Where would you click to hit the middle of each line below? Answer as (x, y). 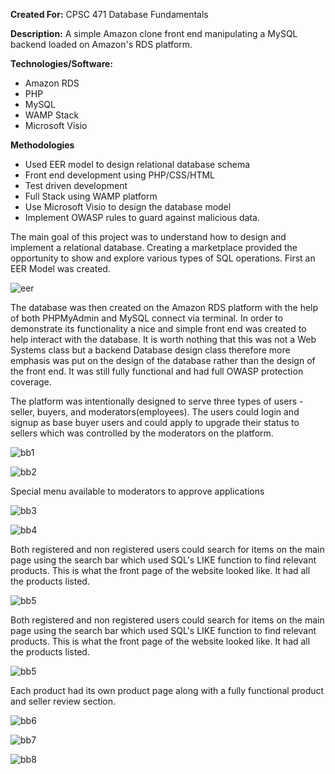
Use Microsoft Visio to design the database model (128, 207)
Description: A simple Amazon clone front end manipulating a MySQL (154, 33)
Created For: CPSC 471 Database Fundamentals (109, 14)
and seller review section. (63, 701)
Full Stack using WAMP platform (91, 196)
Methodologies (42, 145)
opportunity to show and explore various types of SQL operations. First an (163, 258)
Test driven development (76, 185)
